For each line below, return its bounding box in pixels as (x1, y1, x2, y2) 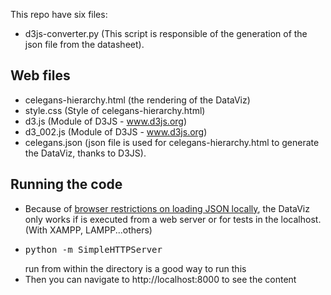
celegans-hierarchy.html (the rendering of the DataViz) (24, 94, 251, 106)
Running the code (10, 176, 123, 193)
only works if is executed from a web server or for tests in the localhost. (24, 213, 322, 225)
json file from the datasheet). (24, 39, 145, 50)
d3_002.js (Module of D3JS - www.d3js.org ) (24, 125, 208, 138)
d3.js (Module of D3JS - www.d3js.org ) (24, 115, 188, 127)
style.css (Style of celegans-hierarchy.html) (24, 104, 206, 116)
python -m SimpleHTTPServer (24, 244, 163, 255)
